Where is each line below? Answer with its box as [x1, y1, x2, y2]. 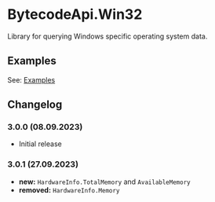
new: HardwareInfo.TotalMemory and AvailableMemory [18, 177, 191, 186]
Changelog [7, 98, 63, 112]
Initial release [18, 139, 62, 149]
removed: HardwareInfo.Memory [18, 185, 120, 194]
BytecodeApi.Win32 [7, 6, 143, 24]
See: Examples [7, 75, 56, 84]
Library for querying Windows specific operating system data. [7, 31, 208, 41]
